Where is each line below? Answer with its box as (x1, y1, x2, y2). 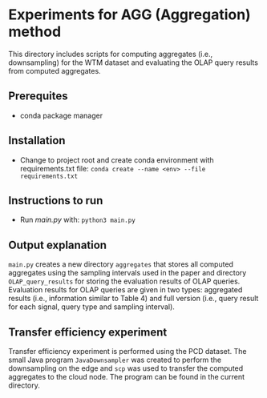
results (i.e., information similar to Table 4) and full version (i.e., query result (8, 294, 259, 304)
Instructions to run (8, 194, 103, 207)
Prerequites (8, 90, 68, 103)
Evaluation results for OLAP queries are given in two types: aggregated (8, 285, 243, 295)
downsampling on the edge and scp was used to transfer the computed (8, 364, 244, 373)
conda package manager (19, 111, 103, 120)
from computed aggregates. (8, 66, 102, 75)
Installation (8, 134, 66, 147)
